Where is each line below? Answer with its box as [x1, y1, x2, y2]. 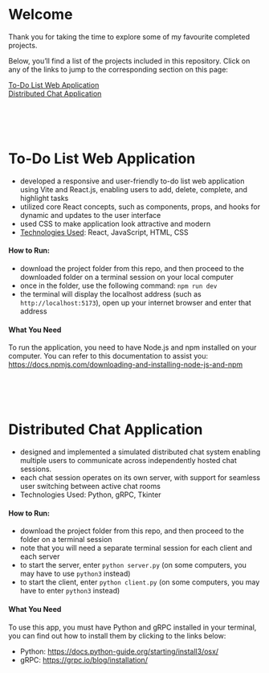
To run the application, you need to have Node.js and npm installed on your [8, 343, 257, 352]
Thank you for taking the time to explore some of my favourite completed [8, 31, 251, 41]
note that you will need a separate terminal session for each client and [19, 544, 253, 553]
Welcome [8, 6, 73, 24]
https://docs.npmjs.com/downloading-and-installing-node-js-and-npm [8, 359, 243, 370]
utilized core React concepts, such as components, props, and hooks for [19, 202, 261, 211]
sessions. [19, 464, 52, 474]
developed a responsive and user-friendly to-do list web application [19, 176, 245, 186]
